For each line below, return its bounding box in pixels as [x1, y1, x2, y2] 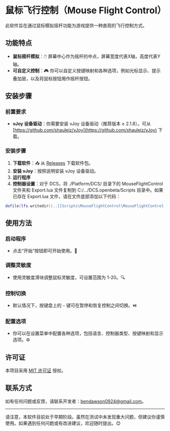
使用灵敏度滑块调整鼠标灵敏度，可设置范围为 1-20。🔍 [12, 274, 125, 280]
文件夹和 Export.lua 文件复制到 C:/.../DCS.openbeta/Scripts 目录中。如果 [12, 187, 163, 193]
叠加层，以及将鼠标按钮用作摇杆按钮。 [12, 75, 93, 81]
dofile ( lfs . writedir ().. [5, 203, 58, 208]
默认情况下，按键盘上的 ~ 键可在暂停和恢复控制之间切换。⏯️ [12, 302, 137, 308]
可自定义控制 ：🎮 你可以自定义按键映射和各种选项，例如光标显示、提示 [12, 67, 161, 74]
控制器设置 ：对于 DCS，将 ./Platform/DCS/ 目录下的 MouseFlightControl [12, 180, 163, 187]
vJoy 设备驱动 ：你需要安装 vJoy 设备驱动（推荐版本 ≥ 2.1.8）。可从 [12, 120, 151, 127]
